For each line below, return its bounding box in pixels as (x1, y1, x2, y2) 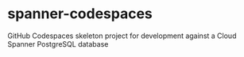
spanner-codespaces (7, 5, 153, 23)
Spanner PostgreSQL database (7, 39, 109, 48)
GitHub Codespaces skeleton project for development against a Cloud (7, 31, 237, 40)
